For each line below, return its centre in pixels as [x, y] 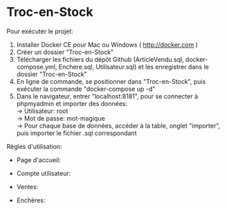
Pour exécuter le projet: [40, 31]
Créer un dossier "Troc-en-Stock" [65, 52]
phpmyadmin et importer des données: [72, 103]
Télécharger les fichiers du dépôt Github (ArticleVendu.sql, [100, 59]
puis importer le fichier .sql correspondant [76, 133]
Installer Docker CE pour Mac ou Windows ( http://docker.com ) [107, 44]
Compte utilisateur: [44, 173]
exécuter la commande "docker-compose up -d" [86, 89]
